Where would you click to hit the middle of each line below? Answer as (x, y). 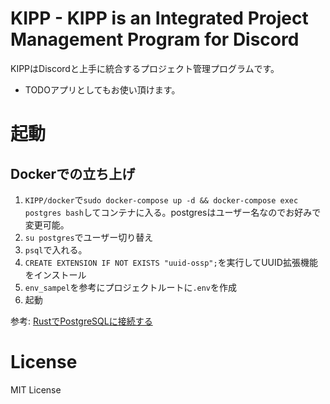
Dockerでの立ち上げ (73, 173)
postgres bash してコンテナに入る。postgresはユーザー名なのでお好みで (173, 212)
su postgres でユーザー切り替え (89, 237)
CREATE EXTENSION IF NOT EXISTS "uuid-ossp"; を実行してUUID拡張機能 (171, 262)
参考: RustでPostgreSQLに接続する (81, 321)
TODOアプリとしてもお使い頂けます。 (102, 89)
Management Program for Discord (155, 39)
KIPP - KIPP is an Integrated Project (159, 18)
